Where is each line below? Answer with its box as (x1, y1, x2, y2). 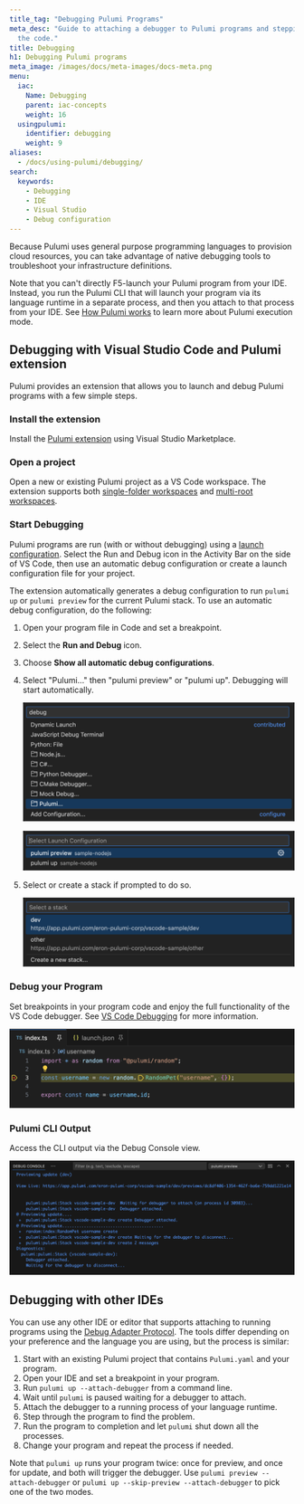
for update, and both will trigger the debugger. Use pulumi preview (9, 1467, 258, 1478)
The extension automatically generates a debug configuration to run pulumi (9, 585, 290, 596)
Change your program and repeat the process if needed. (22, 1440, 233, 1451)
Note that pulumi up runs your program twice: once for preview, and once (9, 1457, 283, 1468)
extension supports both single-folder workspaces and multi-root (9, 486, 253, 497)
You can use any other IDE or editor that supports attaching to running (9, 1317, 271, 1328)
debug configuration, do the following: (9, 604, 152, 615)
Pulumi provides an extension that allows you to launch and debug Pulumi (9, 380, 284, 391)
